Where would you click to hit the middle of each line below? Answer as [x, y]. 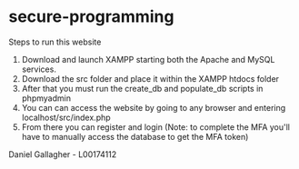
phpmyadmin [46, 98]
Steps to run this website [55, 42]
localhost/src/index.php [66, 117]
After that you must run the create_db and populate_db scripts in [142, 88]
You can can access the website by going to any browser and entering [154, 107]
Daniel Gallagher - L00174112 [63, 154]
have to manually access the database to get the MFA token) [135, 136]
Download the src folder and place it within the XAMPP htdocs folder [150, 78]
